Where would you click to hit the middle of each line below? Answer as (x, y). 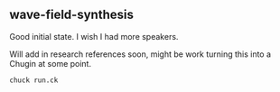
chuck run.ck (34, 80)
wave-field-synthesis (71, 15)
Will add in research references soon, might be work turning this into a (140, 54)
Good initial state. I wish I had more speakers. (94, 36)
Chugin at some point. (51, 63)
